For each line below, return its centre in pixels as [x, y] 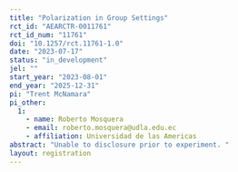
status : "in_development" [58, 60]
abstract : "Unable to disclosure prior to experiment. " [119, 145]
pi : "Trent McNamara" [50, 94]
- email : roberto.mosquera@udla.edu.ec [101, 128]
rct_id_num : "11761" [49, 35]
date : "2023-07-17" [46, 52]
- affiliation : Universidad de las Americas [111, 137]
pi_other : [28, 102]
